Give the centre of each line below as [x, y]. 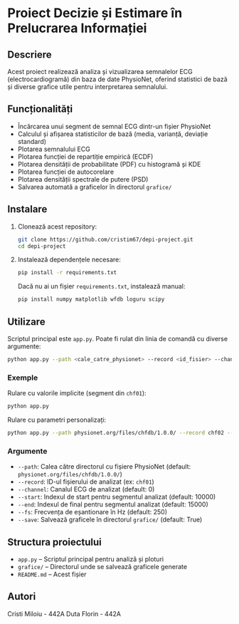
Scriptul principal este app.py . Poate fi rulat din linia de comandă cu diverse [118, 338]
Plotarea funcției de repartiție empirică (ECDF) [85, 156]
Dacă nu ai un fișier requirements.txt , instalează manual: [101, 286]
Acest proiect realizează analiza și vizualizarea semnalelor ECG [100, 72]
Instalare [27, 209]
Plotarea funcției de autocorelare [66, 172]
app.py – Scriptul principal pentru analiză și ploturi [91, 559]
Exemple [23, 378]
